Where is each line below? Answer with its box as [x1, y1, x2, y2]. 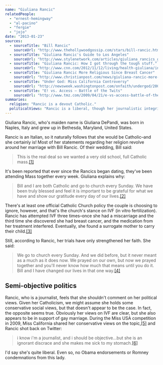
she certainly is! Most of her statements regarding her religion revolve [5, 139, 145, 145]
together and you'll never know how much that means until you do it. [16, 262, 154, 268]
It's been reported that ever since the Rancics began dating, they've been [5, 168, 152, 174]
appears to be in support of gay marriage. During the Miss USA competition [5, 315, 156, 321]
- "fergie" [9, 25, 32, 30]
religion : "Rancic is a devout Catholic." [9, 102, 97, 107]
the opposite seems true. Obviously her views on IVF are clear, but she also [5, 310, 156, 316]
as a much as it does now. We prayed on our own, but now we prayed [16, 257, 156, 263]
